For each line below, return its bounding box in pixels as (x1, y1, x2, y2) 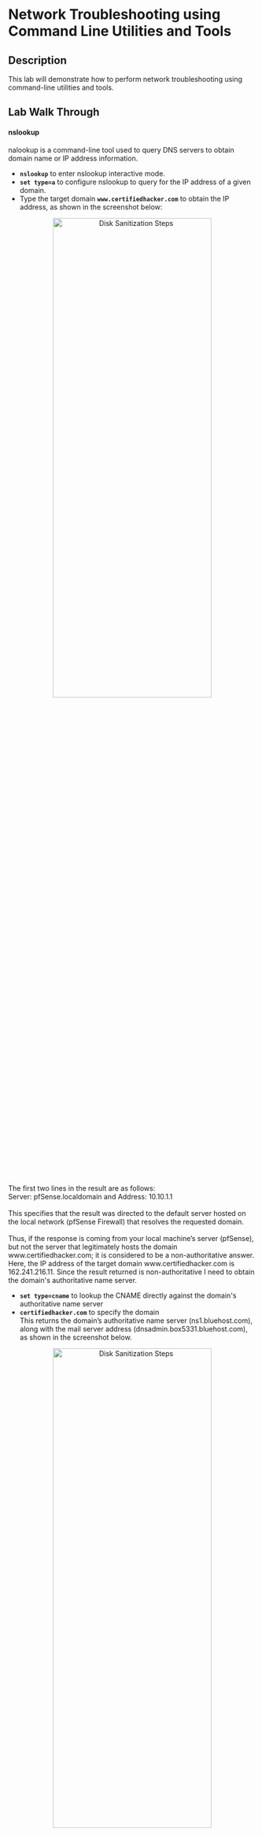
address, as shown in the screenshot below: (19, 202, 163, 212)
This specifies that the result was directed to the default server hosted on (8, 1208, 246, 1217)
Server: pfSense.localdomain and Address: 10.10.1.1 (8, 1191, 173, 1201)
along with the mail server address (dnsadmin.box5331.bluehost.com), (19, 1324, 248, 1333)
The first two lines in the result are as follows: (8, 1183, 156, 1193)
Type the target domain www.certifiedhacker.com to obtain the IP (19, 194, 230, 203)
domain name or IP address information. (8, 153, 138, 163)
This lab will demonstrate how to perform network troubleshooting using (8, 75, 242, 83)
